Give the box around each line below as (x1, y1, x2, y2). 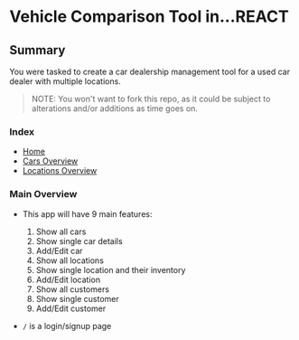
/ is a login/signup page (22, 320, 112, 331)
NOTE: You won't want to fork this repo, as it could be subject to (31, 93, 271, 104)
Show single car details (35, 235, 124, 246)
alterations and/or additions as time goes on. (31, 103, 199, 114)
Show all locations (35, 255, 104, 266)
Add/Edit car (35, 245, 83, 256)
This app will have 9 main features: (22, 208, 153, 219)
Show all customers (35, 283, 110, 295)
